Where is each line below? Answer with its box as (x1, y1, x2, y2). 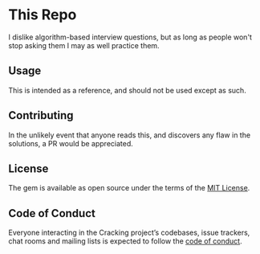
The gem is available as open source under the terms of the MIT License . (8, 183, 250, 193)
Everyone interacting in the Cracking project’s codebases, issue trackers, (8, 227, 250, 238)
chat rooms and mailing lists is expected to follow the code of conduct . (8, 236, 242, 246)
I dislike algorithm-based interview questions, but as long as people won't (8, 32, 253, 42)
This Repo (8, 6, 77, 24)
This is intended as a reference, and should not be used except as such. (8, 85, 246, 95)
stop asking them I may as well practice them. (8, 40, 160, 50)
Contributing (8, 109, 74, 122)
